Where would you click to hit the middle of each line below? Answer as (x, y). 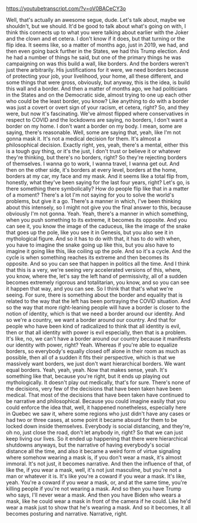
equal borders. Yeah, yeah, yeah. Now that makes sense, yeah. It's (87, 370)
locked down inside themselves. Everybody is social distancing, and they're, (98, 426)
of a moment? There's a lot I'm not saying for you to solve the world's (90, 195)
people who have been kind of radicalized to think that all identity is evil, (94, 326)
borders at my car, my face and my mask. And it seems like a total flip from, (98, 176)
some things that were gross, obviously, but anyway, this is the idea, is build (98, 82)
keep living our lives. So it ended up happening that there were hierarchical (97, 439)
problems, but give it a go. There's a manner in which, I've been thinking (94, 201)
